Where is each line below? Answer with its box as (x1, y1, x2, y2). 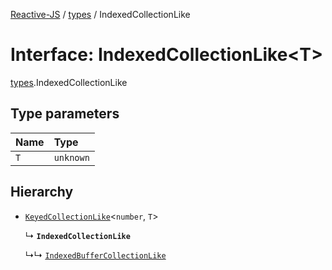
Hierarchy (10, 184, 74, 201)
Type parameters (10, 105, 120, 123)
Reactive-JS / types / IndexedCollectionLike (10, 9, 191, 20)
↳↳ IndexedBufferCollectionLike (24, 249, 167, 261)
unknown (53, 152, 90, 163)
